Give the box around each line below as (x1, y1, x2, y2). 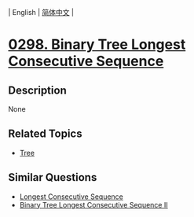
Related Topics (8, 127, 82, 141)
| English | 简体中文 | (8, 8, 75, 17)
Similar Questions (8, 171, 97, 184)
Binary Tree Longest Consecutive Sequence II (19, 200, 168, 209)
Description (8, 83, 67, 97)
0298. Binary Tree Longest (8, 35, 186, 53)
